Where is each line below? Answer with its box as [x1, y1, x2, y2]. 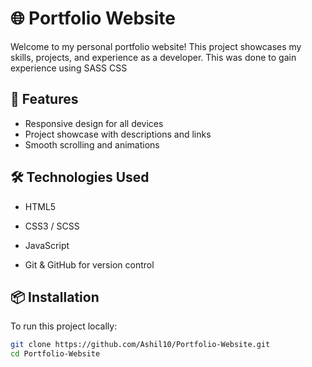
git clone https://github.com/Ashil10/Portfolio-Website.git [10, 340, 271, 350]
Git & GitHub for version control [24, 258, 155, 271]
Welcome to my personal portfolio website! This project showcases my [10, 40, 302, 52]
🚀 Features [10, 91, 79, 108]
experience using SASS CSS [10, 62, 128, 74]
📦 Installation [10, 288, 100, 306]
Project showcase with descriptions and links [24, 128, 212, 140]
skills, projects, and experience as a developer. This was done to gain [10, 51, 297, 63]
